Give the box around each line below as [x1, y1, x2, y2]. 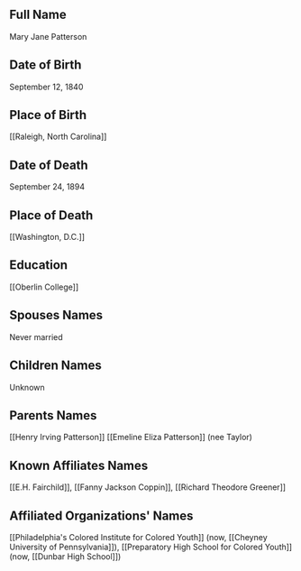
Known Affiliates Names [9, 457, 149, 473]
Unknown [9, 382, 45, 392]
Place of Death [9, 207, 94, 223]
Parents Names [9, 408, 97, 423]
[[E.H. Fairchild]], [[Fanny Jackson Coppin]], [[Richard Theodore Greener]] [9, 482, 287, 493]
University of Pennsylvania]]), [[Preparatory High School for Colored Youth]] [9, 541, 293, 552]
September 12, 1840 [9, 81, 84, 92]
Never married [9, 331, 63, 342]
